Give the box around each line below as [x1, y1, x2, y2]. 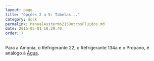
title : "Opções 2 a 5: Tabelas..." [5, 12, 80, 17]
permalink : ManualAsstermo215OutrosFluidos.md [5, 21, 105, 27]
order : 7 [5, 31, 24, 36]
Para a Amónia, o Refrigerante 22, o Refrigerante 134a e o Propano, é [5, 45, 149, 50]
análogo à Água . [5, 50, 39, 56]
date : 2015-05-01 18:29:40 [5, 26, 62, 31]
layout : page [5, 7, 33, 13]
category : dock [5, 17, 37, 22]
